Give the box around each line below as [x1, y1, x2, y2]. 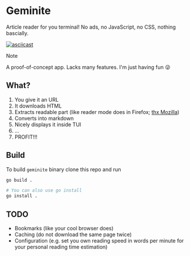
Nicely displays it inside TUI [14, 121, 82, 128]
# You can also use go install [6, 188, 82, 193]
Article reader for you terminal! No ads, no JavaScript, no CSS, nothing [6, 23, 176, 30]
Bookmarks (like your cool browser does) [14, 225, 114, 231]
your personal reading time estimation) [14, 244, 108, 250]
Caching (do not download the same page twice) [14, 231, 132, 238]
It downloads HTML [14, 102, 62, 109]
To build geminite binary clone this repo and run [6, 165, 121, 173]
